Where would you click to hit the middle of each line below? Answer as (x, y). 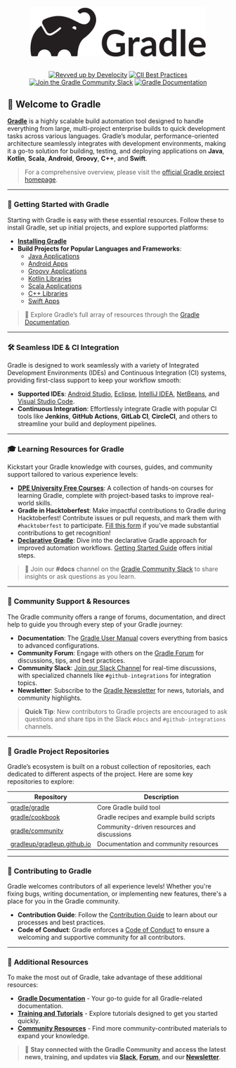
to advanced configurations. (58, 645)
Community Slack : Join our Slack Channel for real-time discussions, (117, 667)
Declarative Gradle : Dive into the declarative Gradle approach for (112, 541)
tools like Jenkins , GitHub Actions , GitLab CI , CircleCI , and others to (117, 416)
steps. (26, 555)
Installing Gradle (42, 241)
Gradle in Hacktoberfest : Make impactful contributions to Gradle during (122, 510)
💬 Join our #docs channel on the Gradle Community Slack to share (121, 569)
